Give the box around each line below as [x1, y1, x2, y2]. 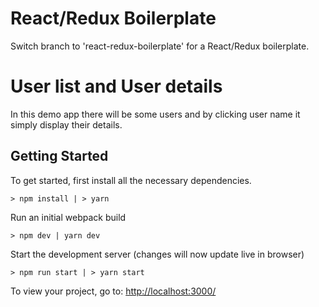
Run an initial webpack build [10, 211, 127, 223]
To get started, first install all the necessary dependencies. [10, 174, 252, 186]
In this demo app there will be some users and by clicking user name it [10, 108, 301, 120]
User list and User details [10, 75, 223, 98]
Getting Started [10, 148, 109, 165]
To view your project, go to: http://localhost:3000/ [10, 285, 217, 297]
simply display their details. [10, 118, 123, 131]
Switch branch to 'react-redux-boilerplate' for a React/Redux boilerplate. [10, 40, 310, 52]
